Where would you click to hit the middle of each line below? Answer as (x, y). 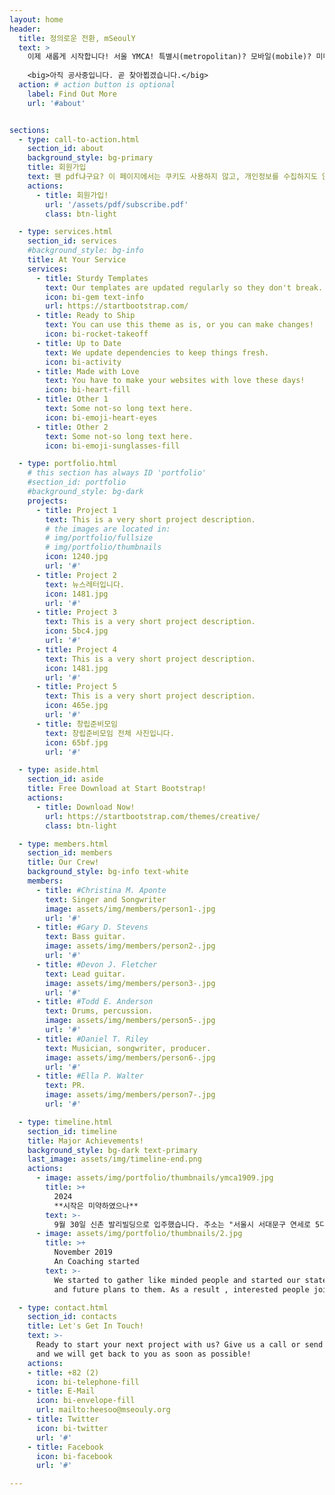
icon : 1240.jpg (77, 557)
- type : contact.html (63, 1307)
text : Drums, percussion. (99, 1011)
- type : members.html (63, 844)
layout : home (36, 19)
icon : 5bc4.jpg (77, 631)
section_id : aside (65, 779)
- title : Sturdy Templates (92, 278)
